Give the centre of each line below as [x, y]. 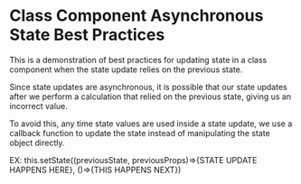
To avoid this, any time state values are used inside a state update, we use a [151, 124]
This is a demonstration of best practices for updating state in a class [138, 60]
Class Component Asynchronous [136, 16]
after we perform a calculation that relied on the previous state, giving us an [150, 97]
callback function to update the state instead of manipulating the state [140, 133]
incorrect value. [38, 106]
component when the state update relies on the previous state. [126, 69]
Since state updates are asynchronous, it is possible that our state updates [148, 87]
